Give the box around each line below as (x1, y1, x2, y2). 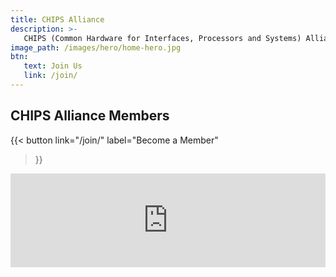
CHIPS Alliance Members (10, 107, 170, 125)
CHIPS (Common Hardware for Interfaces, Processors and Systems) (23, 33, 302, 43)
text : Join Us (23, 61, 83, 71)
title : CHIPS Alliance (10, 14, 105, 25)
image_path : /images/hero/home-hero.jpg (10, 42, 182, 53)
